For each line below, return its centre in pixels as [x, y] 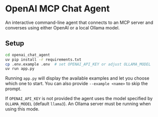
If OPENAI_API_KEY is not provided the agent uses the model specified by [79, 99]
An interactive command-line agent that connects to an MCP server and [79, 22]
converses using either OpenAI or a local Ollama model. [62, 27]
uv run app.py [20, 69]
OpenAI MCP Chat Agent [57, 9]
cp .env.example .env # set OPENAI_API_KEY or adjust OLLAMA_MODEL [78, 64]
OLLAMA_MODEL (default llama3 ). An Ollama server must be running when [78, 104]
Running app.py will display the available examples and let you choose [77, 78]
